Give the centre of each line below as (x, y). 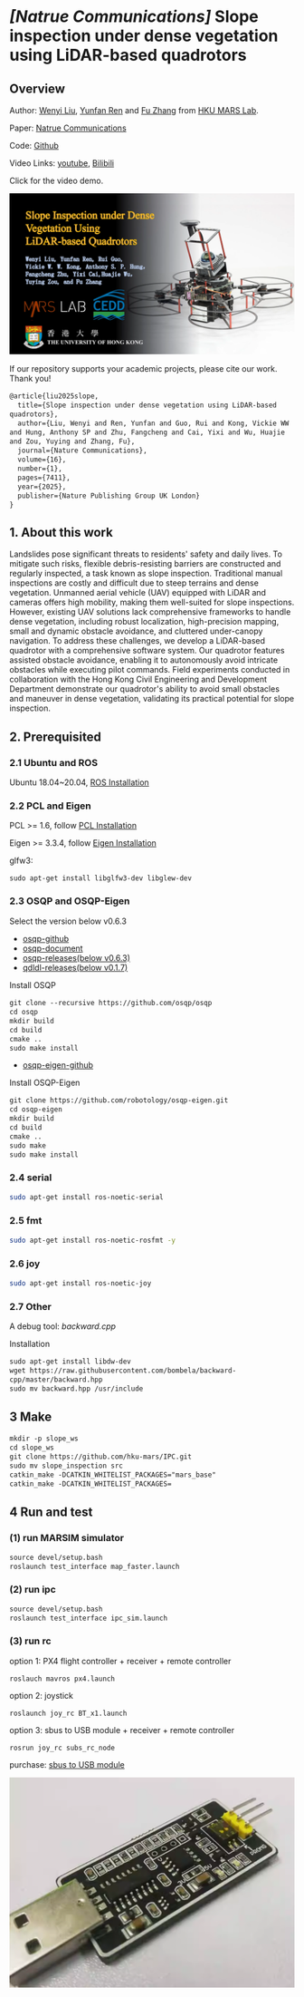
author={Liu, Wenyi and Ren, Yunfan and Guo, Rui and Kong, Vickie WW (153, 423)
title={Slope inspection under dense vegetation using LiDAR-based (147, 405)
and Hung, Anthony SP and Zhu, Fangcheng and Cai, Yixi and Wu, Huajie (147, 432)
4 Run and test (51, 1512)
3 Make (31, 1416)
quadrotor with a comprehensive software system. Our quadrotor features (147, 651)
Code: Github (34, 145)
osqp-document (52, 948)
